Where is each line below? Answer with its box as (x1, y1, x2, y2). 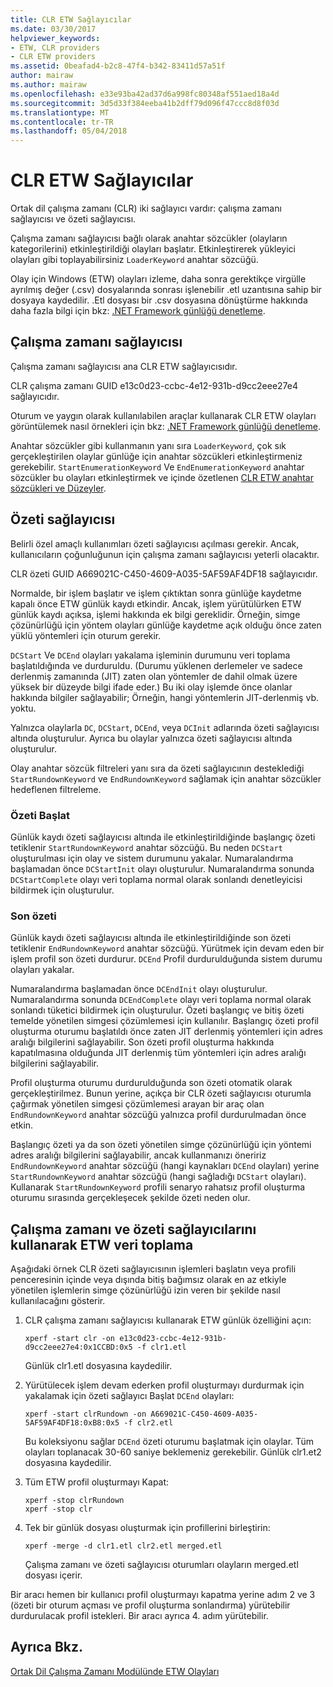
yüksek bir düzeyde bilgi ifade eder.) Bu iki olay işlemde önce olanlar (10, 681, 293, 693)
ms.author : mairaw (10, 80, 87, 90)
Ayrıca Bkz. (10, 1639, 84, 1656)
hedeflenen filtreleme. (10, 783, 102, 795)
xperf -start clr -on (24, 1334, 115, 1344)
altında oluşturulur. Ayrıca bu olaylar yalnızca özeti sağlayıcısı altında (10, 732, 293, 744)
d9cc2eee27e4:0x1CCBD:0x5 (24, 1342, 133, 1353)
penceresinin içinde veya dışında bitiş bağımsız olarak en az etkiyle (10, 1274, 287, 1286)
